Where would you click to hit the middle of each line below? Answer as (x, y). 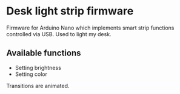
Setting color (31, 74)
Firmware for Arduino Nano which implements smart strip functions (90, 28)
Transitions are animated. (38, 86)
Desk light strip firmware (70, 11)
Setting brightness (38, 67)
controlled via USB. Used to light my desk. (59, 34)
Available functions (44, 53)
